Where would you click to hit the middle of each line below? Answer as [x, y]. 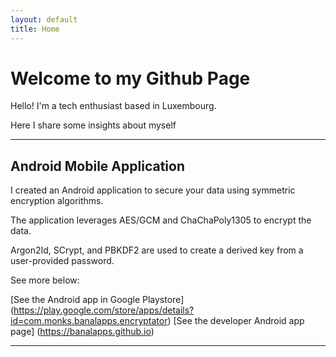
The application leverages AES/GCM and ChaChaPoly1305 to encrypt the [161, 220]
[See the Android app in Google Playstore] [97, 300]
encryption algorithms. [57, 201]
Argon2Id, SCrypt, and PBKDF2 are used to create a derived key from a [157, 250]
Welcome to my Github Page [130, 78]
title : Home [35, 29]
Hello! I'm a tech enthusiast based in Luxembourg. [113, 106]
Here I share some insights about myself [93, 125]
